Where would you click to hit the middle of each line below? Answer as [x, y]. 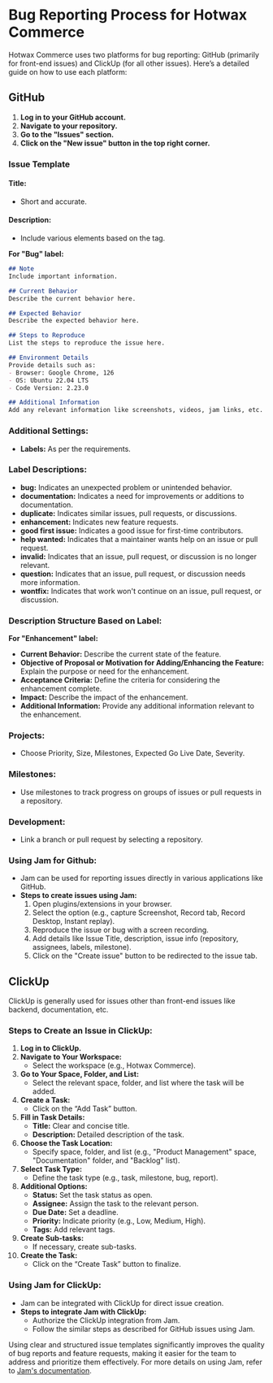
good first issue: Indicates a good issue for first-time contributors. [132, 531]
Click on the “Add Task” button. [84, 1109]
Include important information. [63, 276]
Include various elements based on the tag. [93, 238]
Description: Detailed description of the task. [108, 1134]
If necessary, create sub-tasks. [84, 1247]
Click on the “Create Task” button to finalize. [106, 1264]
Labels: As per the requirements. [76, 449]
